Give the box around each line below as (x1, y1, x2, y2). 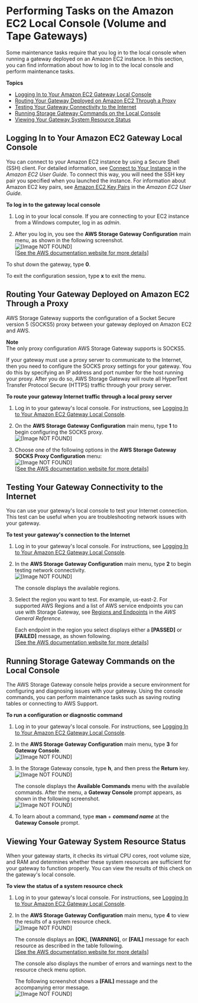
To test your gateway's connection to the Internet (6, 531, 131, 539)
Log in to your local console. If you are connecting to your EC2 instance (14, 212, 189, 220)
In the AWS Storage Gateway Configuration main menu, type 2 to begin (14, 560, 191, 568)
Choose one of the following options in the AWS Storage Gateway (14, 446, 177, 453)
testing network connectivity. (14, 567, 86, 574)
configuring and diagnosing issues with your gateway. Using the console (6, 687, 183, 694)
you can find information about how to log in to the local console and (6, 61, 174, 69)
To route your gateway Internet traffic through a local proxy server (6, 393, 173, 400)
